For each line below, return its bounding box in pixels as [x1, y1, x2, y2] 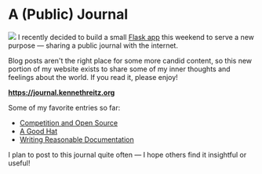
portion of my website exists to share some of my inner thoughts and [8, 64, 231, 74]
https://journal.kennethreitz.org [8, 88, 115, 97]
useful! [8, 158, 31, 168]
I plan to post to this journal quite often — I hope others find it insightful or [8, 150, 247, 159]
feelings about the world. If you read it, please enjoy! [8, 72, 178, 82]
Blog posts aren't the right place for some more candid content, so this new [8, 56, 253, 65]
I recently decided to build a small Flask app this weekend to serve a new [17, 32, 255, 42]
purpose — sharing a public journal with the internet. [8, 41, 179, 50]
